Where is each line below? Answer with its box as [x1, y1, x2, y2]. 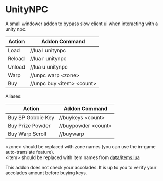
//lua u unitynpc [30, 63, 68, 70]
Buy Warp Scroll [8, 130, 47, 138]
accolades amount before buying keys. [5, 170, 87, 176]
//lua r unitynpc [30, 55, 67, 62]
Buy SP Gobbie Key [8, 114, 55, 121]
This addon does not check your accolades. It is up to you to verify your [5, 164, 157, 170]
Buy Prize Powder [8, 122, 51, 129]
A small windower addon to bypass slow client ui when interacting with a [5, 20, 158, 27]
